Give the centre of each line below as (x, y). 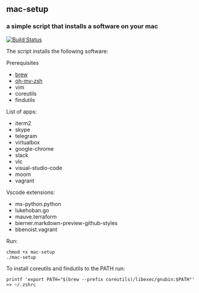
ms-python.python (38, 204)
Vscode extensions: (31, 192)
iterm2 (23, 123)
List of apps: (22, 111)
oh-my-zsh (29, 80)
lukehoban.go (32, 210)
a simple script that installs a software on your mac (82, 26)
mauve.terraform (36, 216)
